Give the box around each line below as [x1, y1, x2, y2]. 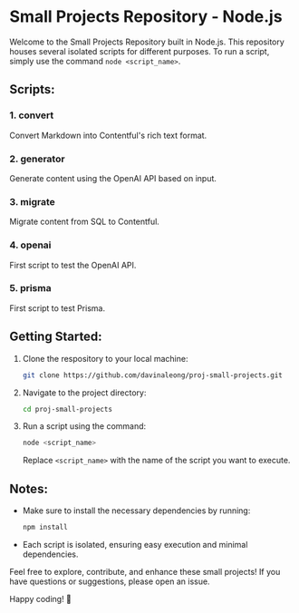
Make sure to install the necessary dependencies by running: [22, 505, 251, 516]
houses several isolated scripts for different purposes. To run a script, [9, 45, 270, 56]
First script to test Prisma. [9, 302, 106, 314]
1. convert [9, 109, 54, 122]
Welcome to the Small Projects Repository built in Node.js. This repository [9, 36, 285, 47]
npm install [22, 523, 68, 532]
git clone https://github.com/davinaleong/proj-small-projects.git [22, 370, 283, 380]
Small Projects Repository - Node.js [9, 6, 283, 27]
